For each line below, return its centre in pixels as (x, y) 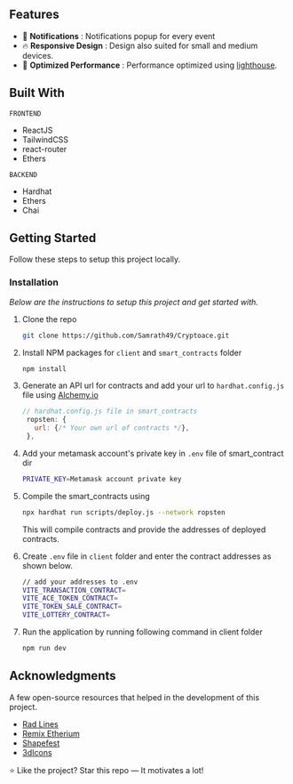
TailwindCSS (45, 139)
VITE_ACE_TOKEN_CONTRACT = (70, 598)
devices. (38, 55)
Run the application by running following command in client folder (143, 632)
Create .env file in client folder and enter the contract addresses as (146, 556)
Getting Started (53, 238)
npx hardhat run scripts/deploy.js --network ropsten (123, 512)
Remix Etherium (51, 733)
